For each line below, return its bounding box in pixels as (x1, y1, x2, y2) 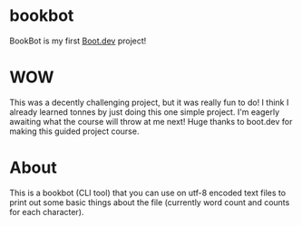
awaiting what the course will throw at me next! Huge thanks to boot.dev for (9, 116, 293, 127)
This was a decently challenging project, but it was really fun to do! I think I (9, 97, 289, 108)
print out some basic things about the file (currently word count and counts (9, 196, 290, 208)
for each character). (9, 206, 84, 217)
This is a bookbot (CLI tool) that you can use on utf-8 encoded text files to (9, 187, 287, 198)
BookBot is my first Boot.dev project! (9, 35, 147, 46)
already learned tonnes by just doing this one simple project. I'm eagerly (9, 106, 280, 118)
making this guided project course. (9, 126, 140, 137)
